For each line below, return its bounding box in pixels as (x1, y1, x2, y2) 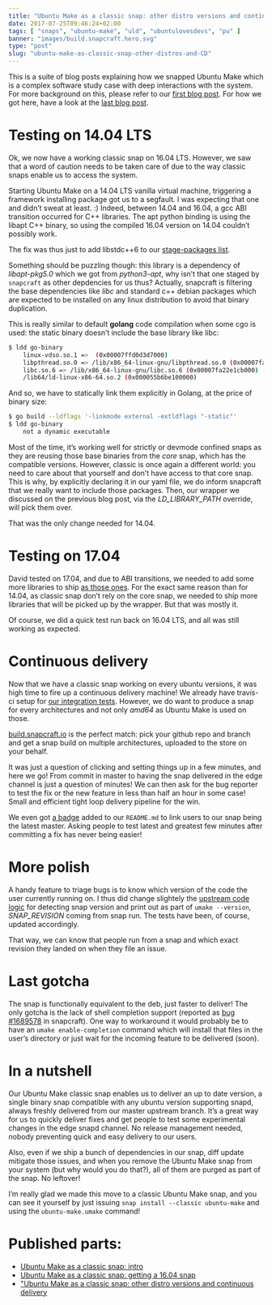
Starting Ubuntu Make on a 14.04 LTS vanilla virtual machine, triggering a (8, 186, 252, 195)
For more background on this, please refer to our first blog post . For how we (8, 89, 261, 98)
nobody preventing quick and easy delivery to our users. (8, 1131, 197, 1141)
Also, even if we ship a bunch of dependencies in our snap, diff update (8, 1147, 244, 1157)
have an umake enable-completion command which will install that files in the (8, 1024, 263, 1034)
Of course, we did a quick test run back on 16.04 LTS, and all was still (8, 615, 240, 625)
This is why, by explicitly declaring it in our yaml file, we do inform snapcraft (8, 476, 261, 487)
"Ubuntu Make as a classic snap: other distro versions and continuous (19, 1278, 254, 1288)
